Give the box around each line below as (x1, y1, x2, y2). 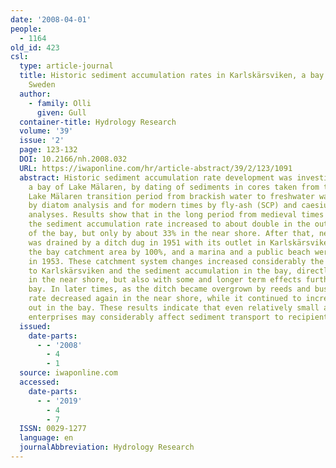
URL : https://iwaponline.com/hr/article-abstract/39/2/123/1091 (19, 163, 293, 173)
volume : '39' (19, 126, 74, 136)
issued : (19, 321, 52, 331)
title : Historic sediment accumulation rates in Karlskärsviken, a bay (19, 71, 325, 81)
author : (19, 89, 52, 99)
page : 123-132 (19, 145, 78, 155)
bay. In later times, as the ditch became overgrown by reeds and (28, 284, 311, 295)
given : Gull (36, 107, 87, 118)
